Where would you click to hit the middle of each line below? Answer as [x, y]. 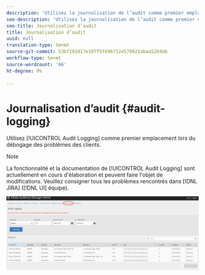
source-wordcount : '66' [37, 64]
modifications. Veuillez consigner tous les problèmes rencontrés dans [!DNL [102, 182]
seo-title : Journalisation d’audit [52, 26]
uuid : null [20, 39]
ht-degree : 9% [24, 71]
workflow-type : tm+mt [34, 58]
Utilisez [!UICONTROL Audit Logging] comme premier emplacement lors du [101, 138]
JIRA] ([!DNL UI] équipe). [38, 188]
